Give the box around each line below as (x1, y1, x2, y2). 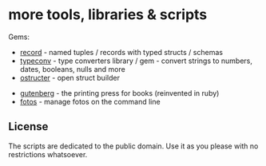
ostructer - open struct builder (19, 73, 120, 82)
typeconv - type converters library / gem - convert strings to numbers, (19, 56, 253, 65)
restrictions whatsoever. (8, 149, 88, 159)
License (8, 120, 49, 133)
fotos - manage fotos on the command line (19, 97, 161, 106)
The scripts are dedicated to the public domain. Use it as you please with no (8, 141, 259, 151)
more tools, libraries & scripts (8, 6, 208, 24)
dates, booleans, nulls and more (19, 64, 125, 73)
